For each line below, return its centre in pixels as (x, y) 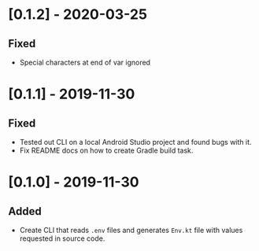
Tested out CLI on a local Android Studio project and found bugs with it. (135, 142)
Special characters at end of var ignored (85, 62)
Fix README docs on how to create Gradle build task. (106, 150)
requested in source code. (62, 238)
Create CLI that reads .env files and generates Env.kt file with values (131, 230)
